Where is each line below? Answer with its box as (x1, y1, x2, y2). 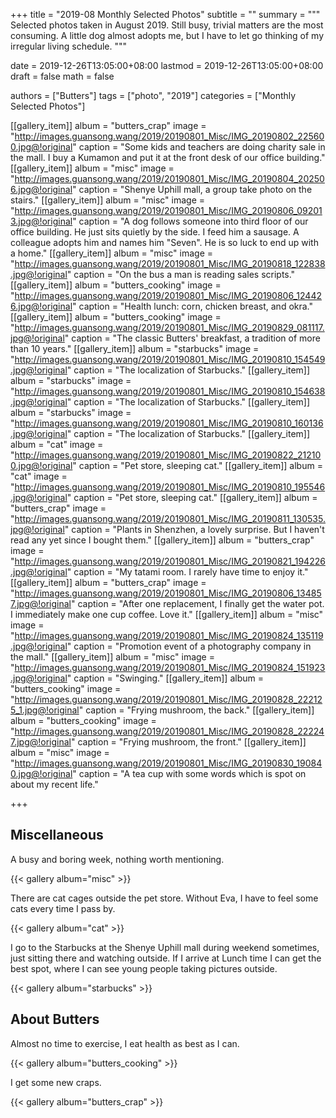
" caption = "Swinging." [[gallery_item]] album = (66, 672, 264, 684)
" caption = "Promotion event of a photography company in (66, 640, 312, 652)
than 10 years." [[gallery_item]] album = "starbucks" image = (10, 343, 260, 354)
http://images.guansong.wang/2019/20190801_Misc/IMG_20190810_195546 (14, 481, 326, 493)
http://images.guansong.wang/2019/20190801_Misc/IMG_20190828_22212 (14, 694, 323, 705)
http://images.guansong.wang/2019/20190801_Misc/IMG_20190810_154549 (14, 354, 326, 365)
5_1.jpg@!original (10, 704, 80, 716)
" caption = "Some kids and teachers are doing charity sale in (72, 141, 326, 153)
